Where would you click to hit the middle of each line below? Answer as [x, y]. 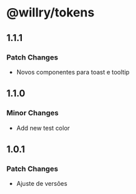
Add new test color [43, 128]
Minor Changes [32, 113]
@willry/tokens [51, 13]
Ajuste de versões [42, 184]
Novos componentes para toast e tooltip [73, 72]
